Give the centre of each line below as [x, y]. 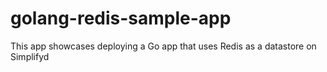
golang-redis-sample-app [121, 18]
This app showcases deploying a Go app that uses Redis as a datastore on [163, 46]
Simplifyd [30, 56]
